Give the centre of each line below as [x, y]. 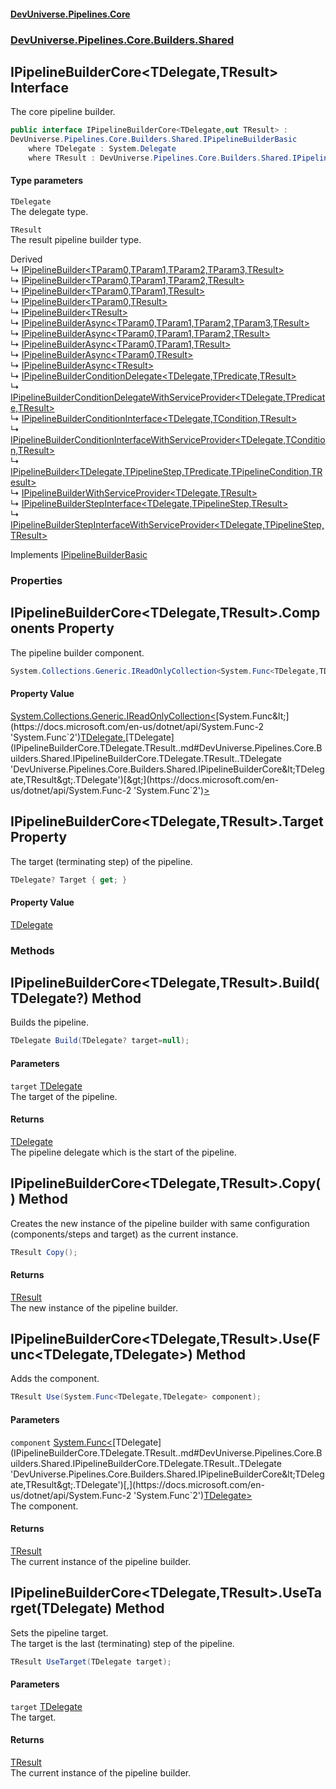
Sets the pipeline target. [59, 1632]
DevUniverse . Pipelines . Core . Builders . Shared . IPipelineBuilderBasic [154, 140]
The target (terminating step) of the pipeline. [101, 861]
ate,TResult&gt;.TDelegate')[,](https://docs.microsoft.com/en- [137, 1484]
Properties [36, 580]
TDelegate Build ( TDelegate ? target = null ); [100, 1041]
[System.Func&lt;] [252, 716]
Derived [26, 259]
